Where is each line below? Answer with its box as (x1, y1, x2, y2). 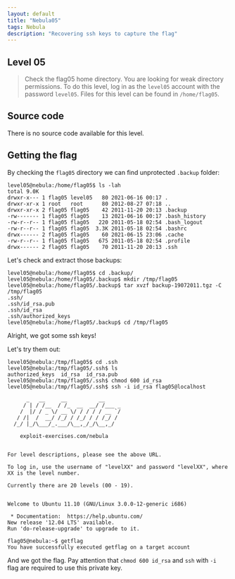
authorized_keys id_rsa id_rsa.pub (7, 371, 118, 378)
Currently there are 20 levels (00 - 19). (7, 482, 134, 489)
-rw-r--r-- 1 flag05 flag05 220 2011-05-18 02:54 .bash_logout (7, 219, 203, 226)
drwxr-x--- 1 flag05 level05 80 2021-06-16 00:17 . (7, 194, 169, 201)
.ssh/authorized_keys (7, 312, 71, 319)
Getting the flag (7, 150, 77, 161)
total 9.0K (7, 188, 39, 195)
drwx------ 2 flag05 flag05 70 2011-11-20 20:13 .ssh (7, 243, 178, 250)
